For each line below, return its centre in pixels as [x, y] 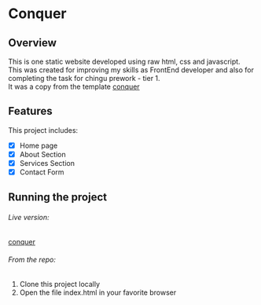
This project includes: [43, 130]
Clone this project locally [60, 284]
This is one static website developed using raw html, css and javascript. [125, 61]
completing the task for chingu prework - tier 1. [84, 78]
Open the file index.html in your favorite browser [98, 292]
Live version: [29, 218]
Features [30, 111]
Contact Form [42, 172]
